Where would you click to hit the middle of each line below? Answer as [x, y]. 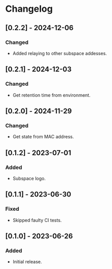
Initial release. [27, 262]
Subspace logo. [29, 178]
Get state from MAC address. [43, 137]
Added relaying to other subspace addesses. [60, 53]
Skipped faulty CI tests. [37, 220]
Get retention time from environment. [51, 95]
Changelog [29, 9]
